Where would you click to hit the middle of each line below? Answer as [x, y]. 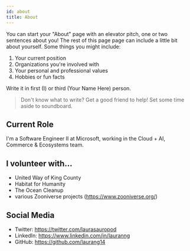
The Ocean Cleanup [39, 190]
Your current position [40, 58]
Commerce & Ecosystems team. [45, 145]
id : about [18, 12]
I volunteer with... [39, 163]
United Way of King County [48, 178]
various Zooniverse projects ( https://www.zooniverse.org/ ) [86, 197]
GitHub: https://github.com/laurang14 [60, 242]
